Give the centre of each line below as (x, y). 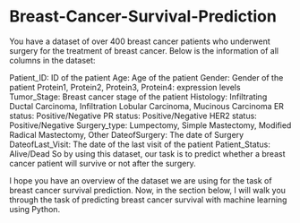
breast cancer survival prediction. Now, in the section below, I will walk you (148, 190)
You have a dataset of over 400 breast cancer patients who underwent (140, 41)
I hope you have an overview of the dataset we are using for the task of (141, 180)
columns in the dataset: (52, 60)
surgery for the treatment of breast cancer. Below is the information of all (144, 50)
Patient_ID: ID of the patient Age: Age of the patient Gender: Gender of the (146, 77)
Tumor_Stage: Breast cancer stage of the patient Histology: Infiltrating (138, 97)
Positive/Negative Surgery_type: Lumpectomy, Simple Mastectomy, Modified (150, 125)
